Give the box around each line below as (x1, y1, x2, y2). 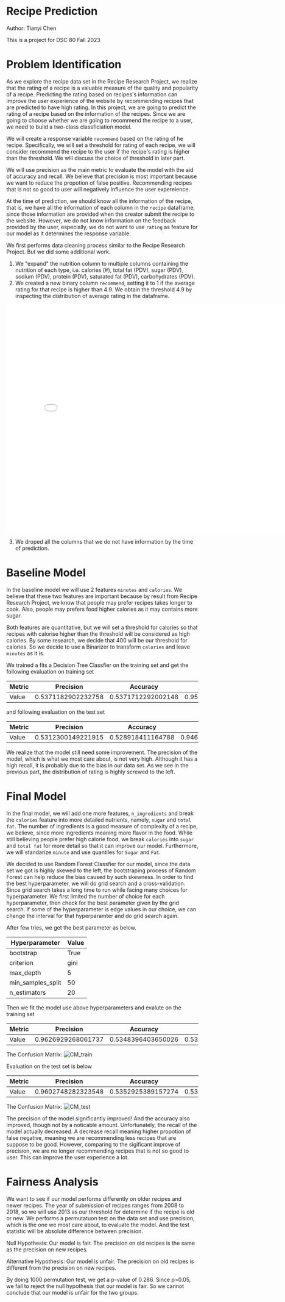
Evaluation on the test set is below (6, 1062, 93, 1070)
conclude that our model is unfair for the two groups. (6, 1289, 139, 1296)
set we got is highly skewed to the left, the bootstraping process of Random (6, 867, 196, 874)
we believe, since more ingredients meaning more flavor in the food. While (6, 829, 193, 836)
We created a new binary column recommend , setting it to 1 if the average (15, 279, 195, 286)
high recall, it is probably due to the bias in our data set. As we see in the (6, 761, 189, 769)
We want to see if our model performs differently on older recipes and (6, 1195, 181, 1202)
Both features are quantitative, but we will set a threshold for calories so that (6, 624, 198, 631)
